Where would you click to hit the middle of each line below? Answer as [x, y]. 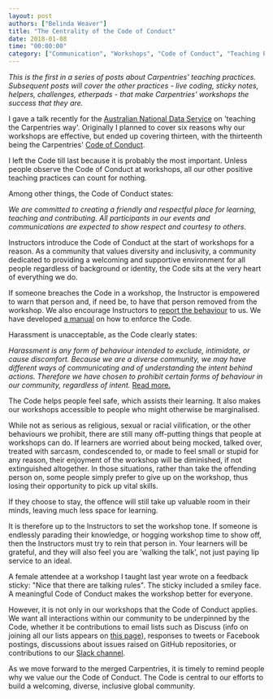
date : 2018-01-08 [38, 39]
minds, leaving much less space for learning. [83, 510]
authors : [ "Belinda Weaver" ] [58, 24]
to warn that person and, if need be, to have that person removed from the [133, 301]
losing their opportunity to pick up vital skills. [83, 486]
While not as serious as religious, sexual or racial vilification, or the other [130, 425]
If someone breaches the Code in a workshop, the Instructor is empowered [134, 293]
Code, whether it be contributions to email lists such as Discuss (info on [129, 627]
